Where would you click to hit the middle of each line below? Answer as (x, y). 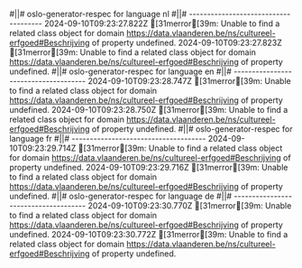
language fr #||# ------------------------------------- (108, 139)
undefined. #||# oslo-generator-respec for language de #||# (121, 196)
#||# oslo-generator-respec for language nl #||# (98, 14)
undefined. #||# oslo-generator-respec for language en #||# (121, 71)
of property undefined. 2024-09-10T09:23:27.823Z (187, 42)
